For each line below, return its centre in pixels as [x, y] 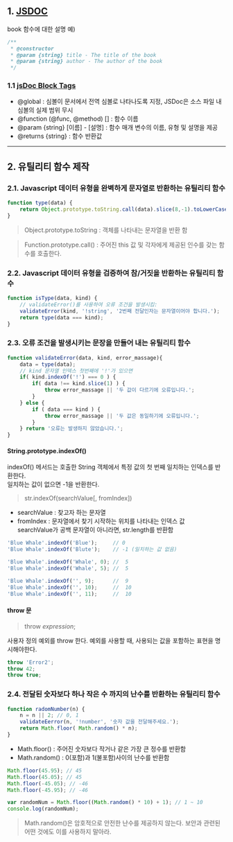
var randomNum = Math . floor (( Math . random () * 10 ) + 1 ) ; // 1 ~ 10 [105, 802]
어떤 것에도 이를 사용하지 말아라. [68, 832]
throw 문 [19, 611]
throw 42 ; [21, 669]
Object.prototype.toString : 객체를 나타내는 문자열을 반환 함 [106, 230]
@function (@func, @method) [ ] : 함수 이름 [78, 119]
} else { [32, 403]
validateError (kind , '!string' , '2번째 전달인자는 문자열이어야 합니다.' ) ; [120, 311]
